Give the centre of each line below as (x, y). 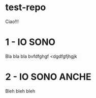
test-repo (26, 7)
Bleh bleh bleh (20, 91)
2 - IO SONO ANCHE (48, 77)
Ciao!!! (12, 21)
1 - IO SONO (30, 42)
